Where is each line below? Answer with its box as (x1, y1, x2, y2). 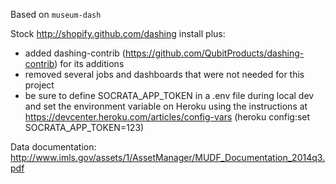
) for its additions (54, 58, 125, 69)
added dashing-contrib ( (24, 47, 126, 59)
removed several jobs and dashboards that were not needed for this (24, 69, 305, 80)
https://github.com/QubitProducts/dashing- (124, 47, 305, 59)
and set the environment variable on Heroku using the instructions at (24, 100, 308, 112)
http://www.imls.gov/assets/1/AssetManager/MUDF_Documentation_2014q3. (10, 152, 326, 163)
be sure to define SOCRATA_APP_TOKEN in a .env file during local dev (24, 90, 315, 101)
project (24, 79, 55, 91)
